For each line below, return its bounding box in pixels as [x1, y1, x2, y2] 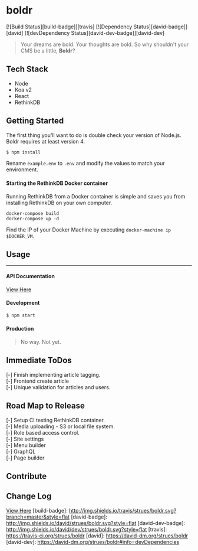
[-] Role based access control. [6, 429, 80, 436]
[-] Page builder [6, 454, 45, 461]
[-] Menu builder [6, 441, 46, 449]
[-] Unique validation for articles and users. [6, 383, 111, 390]
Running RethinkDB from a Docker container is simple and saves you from [6, 193, 186, 200]
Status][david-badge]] [133, 23, 188, 30]
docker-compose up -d [6, 216, 60, 221]
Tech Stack [6, 64, 48, 74]
